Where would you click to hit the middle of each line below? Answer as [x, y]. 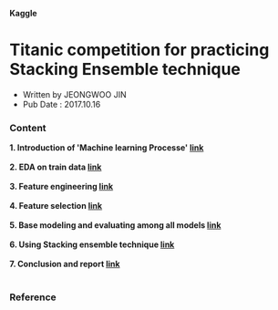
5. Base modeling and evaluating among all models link [115, 225]
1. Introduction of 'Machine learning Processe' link [107, 148]
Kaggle [24, 13]
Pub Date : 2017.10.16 [62, 104]
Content [28, 128]
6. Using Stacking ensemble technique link [92, 244]
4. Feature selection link [56, 206]
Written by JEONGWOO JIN [74, 94]
